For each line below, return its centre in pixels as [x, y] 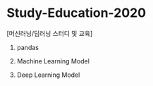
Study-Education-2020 [76, 13]
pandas [28, 47]
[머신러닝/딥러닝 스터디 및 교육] [50, 33]
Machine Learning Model [53, 61]
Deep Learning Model [48, 75]
